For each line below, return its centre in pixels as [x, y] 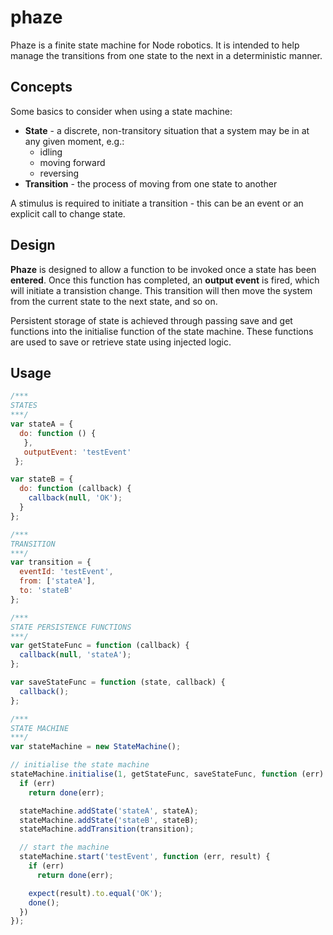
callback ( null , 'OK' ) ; [75, 498]
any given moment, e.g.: [74, 141]
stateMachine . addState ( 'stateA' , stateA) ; [109, 811]
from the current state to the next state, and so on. [114, 301]
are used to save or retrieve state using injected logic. [121, 342]
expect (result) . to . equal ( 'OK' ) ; [95, 893]
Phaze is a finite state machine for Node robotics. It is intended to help [155, 45]
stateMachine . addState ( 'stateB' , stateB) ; [109, 820]
